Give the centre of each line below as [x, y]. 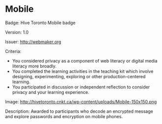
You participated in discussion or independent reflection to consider [81, 87]
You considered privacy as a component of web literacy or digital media [85, 61]
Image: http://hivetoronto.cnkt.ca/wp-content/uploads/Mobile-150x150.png [81, 101]
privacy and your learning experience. [51, 92]
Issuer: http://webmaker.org [33, 42]
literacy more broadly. [34, 66]
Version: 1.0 [17, 32]
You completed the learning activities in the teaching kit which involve [83, 71]
